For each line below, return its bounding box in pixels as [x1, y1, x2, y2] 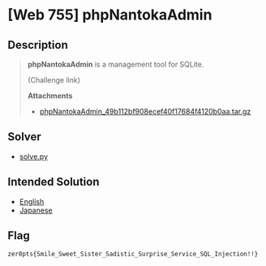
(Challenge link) [27, 75, 81, 84]
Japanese [19, 205, 54, 215]
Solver [7, 130, 41, 144]
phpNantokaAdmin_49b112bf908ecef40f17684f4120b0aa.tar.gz [39, 107, 251, 116]
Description [7, 38, 68, 52]
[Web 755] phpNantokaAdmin [7, 6, 212, 24]
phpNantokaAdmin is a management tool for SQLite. [27, 59, 204, 69]
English [19, 196, 45, 206]
